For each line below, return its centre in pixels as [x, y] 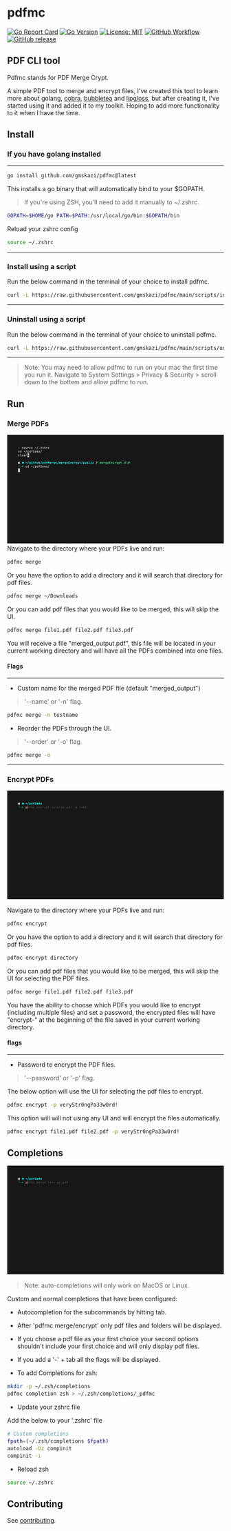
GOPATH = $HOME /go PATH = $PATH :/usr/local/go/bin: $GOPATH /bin [93, 216]
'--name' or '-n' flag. [53, 701]
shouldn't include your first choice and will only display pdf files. [108, 1346]
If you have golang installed [54, 155]
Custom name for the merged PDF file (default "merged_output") [109, 688]
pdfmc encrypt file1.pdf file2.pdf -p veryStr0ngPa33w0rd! [93, 1132]
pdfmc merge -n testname [43, 715]
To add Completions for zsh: [57, 1373]
